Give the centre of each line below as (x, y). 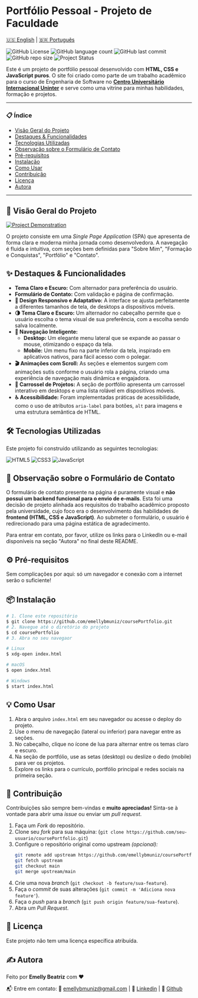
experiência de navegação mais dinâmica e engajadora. (82, 378)
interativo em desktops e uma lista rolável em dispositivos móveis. (95, 391)
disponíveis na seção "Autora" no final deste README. (72, 541)
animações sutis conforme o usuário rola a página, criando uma (92, 372)
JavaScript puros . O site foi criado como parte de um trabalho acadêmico (96, 75)
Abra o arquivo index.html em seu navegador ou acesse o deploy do (98, 719)
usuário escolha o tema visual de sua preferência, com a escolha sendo (102, 319)
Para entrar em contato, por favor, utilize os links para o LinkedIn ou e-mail (97, 535)
